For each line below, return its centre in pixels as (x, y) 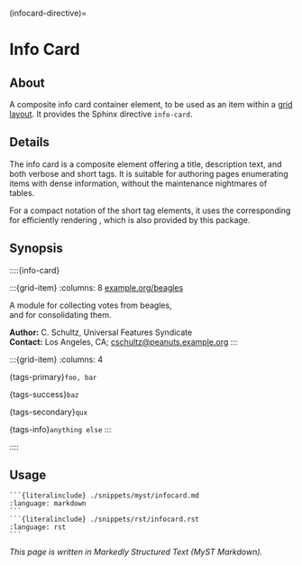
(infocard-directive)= (48, 13)
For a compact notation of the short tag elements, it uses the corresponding (150, 210)
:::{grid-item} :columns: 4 (56, 359)
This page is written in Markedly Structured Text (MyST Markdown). (136, 552)
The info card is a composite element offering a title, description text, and (146, 164)
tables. (22, 192)
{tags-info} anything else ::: (60, 429)
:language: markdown (48, 504)
